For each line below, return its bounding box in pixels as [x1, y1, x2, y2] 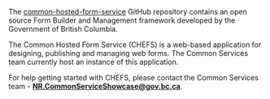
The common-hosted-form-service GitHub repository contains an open [8, 7, 248, 16]
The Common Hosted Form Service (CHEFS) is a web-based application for [8, 40, 262, 49]
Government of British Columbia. [8, 24, 118, 33]
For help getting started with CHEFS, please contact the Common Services [8, 73, 259, 82]
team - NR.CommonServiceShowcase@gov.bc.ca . [8, 81, 183, 91]
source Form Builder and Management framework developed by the [8, 15, 236, 25]
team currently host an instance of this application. [8, 57, 179, 67]
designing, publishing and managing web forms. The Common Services [8, 49, 249, 58]
